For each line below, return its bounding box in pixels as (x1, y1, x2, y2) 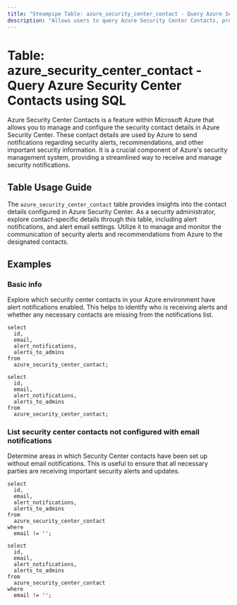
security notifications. (7, 160, 71, 170)
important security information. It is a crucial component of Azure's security (7, 146, 228, 154)
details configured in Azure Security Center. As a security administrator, (7, 208, 217, 216)
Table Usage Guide (7, 181, 92, 193)
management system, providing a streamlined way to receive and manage (7, 153, 222, 162)
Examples (7, 258, 51, 270)
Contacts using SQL (7, 93, 127, 108)
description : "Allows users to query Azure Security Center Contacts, (7, 17, 219, 24)
